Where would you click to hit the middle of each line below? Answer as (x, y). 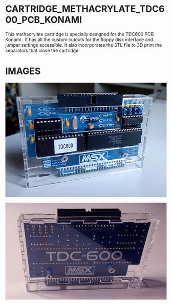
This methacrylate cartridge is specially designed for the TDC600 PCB (80, 34)
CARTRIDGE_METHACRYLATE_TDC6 (85, 9)
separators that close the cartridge (42, 50)
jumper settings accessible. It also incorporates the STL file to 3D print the (84, 45)
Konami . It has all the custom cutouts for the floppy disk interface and (79, 40)
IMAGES (23, 71)
